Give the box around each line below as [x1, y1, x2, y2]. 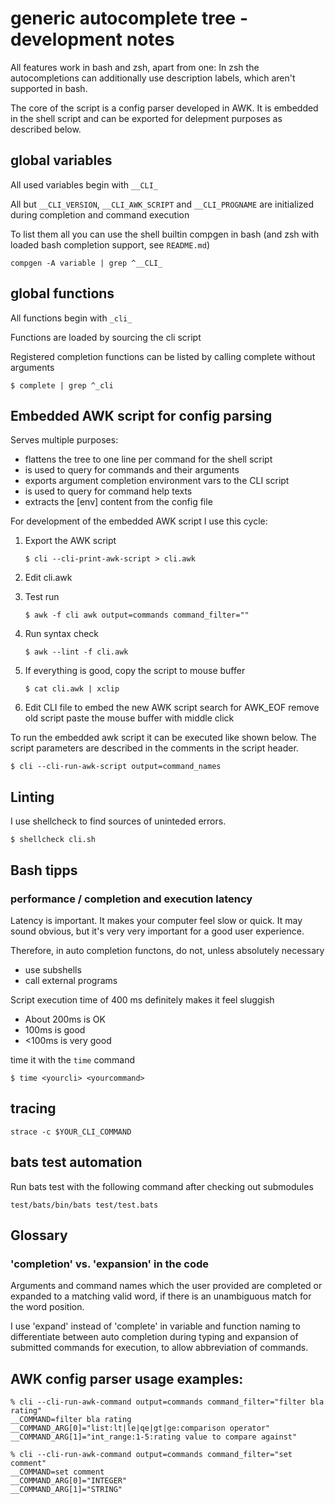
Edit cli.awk [24, 572, 73, 584]
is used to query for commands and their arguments [24, 464, 240, 476]
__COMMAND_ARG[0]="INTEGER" [10, 1476, 128, 1486]
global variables [10, 152, 113, 169]
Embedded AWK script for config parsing [10, 407, 273, 424]
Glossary [10, 1227, 68, 1244]
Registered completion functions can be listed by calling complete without [10, 350, 316, 362]
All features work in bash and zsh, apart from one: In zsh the [10, 61, 260, 73]
